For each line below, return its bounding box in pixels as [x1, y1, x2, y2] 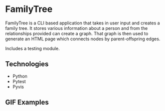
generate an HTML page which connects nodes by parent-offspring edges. [5, 36, 160, 42]
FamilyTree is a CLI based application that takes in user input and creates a [5, 20, 160, 26]
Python [12, 73, 28, 79]
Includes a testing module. [5, 45, 60, 51]
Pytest [12, 78, 26, 84]
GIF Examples [5, 98, 49, 107]
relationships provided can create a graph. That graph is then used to [5, 30, 148, 36]
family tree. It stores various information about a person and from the [5, 25, 148, 31]
